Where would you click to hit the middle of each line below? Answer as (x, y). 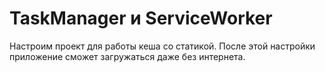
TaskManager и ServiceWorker (141, 18)
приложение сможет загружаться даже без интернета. (127, 56)
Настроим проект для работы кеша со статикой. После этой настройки (162, 46)
